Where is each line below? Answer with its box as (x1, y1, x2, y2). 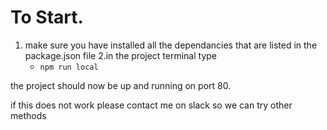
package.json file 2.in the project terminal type (24, 49, 218, 61)
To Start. (10, 6, 84, 29)
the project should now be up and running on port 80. (10, 79, 232, 91)
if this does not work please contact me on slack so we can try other (10, 99, 293, 111)
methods (10, 109, 47, 121)
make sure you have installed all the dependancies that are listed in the (24, 39, 318, 51)
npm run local (39, 62, 99, 72)
